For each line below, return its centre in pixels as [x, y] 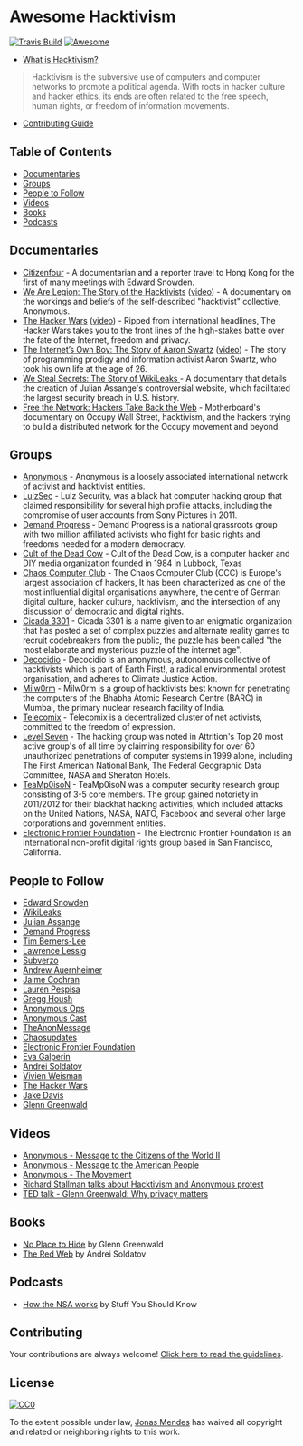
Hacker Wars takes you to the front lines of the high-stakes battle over [153, 330]
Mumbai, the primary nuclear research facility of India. [124, 708]
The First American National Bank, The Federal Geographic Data [142, 766]
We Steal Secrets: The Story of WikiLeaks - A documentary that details [154, 378]
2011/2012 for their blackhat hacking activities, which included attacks [152, 804]
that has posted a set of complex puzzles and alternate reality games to [156, 631]
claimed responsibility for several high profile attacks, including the [147, 506]
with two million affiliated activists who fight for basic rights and [141, 534]
